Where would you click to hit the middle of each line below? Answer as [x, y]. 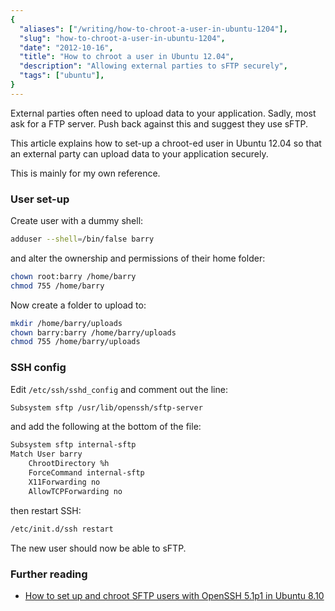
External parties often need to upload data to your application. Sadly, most [163, 113]
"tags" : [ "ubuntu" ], [62, 76]
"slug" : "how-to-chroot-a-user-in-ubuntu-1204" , [122, 38]
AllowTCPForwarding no [75, 491]
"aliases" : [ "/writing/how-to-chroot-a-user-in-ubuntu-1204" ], [153, 29]
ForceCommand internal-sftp [86, 473]
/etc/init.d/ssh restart [62, 529]
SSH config [38, 368]
